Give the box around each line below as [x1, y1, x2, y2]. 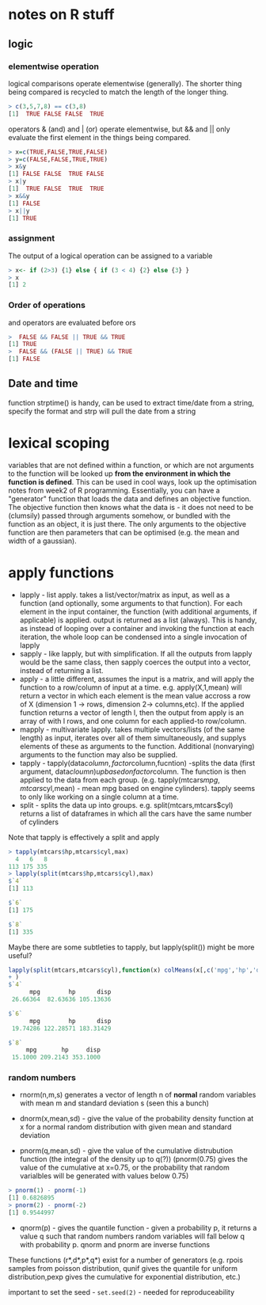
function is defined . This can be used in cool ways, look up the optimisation [8, 477, 257, 486]
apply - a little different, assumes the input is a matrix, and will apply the [19, 674, 255, 683]
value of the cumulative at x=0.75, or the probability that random [19, 1162, 230, 1173]
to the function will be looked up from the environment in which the [8, 469, 231, 478]
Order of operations [8, 299, 85, 310]
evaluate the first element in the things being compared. [8, 132, 192, 142]
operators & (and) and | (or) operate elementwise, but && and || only [8, 124, 230, 134]
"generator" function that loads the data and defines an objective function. [8, 493, 252, 504]
